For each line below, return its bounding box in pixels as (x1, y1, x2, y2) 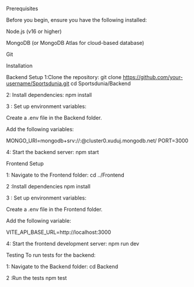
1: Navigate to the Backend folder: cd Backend (6, 263, 119, 270)
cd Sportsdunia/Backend (70, 80, 131, 87)
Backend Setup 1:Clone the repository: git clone (6, 74, 122, 80)
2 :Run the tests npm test (6, 275, 67, 281)
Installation (6, 62, 33, 69)
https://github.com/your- (123, 74, 183, 80)
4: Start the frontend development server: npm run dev (6, 240, 140, 247)
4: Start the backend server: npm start (6, 149, 99, 155)
